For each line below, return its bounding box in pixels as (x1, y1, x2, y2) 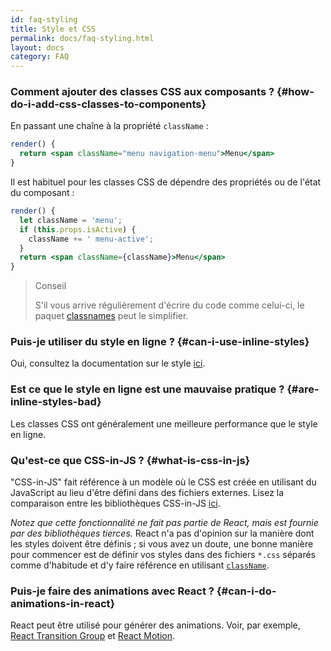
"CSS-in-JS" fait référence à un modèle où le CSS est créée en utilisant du (10, 476, 317, 488)
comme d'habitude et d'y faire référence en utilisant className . (10, 559, 270, 571)
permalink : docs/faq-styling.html (10, 33, 155, 43)
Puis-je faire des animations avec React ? (10, 584, 215, 598)
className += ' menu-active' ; (28, 234, 155, 244)
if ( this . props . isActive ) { (19, 224, 137, 235)
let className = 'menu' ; (19, 215, 123, 225)
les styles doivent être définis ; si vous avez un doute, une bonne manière (10, 538, 314, 550)
